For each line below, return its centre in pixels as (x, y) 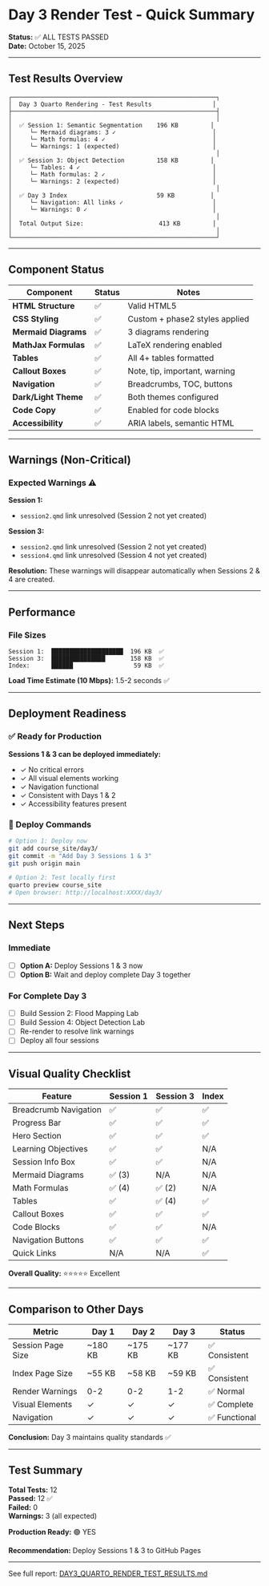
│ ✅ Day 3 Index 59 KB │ (111, 195)
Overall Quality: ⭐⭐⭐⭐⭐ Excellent (64, 1273)
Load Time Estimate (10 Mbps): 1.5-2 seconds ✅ (89, 680)
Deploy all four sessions (59, 1041)
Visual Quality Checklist (70, 1073)
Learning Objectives (50, 1149)
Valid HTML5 (152, 305)
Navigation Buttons (48, 1240)
